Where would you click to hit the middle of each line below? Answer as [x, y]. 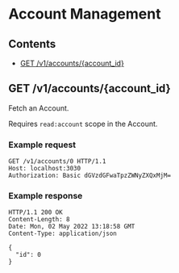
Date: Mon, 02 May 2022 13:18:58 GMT [72, 227]
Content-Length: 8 [39, 220]
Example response [46, 196]
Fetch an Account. [39, 108]
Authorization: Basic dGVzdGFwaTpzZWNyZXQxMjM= [90, 176]
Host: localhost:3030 [45, 169]
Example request [42, 145]
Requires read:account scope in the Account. [83, 124]
